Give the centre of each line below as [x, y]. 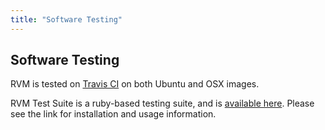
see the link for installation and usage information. [113, 114]
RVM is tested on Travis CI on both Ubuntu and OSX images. [135, 84]
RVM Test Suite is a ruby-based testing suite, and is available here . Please [162, 103]
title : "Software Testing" [66, 19]
